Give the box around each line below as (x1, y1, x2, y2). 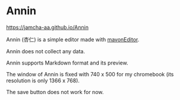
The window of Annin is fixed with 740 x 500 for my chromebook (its (6, 70, 174, 78)
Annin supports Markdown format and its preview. (6, 59, 129, 66)
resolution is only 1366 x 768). (6, 77, 80, 84)
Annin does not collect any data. (6, 47, 86, 54)
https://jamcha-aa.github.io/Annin (6, 24, 89, 31)
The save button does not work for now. (6, 88, 104, 95)
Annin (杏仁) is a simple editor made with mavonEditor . (6, 36, 140, 43)
